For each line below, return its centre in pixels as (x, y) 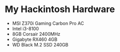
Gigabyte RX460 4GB (35, 39)
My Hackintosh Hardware (60, 9)
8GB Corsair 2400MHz (36, 34)
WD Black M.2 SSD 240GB (40, 44)
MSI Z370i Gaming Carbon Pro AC (48, 23)
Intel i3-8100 (26, 28)
